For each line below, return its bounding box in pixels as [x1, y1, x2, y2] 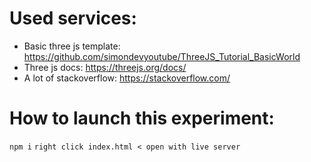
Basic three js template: [23, 40, 121, 52]
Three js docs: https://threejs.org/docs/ [23, 61, 187, 73]
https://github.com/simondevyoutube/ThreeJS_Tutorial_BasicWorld [23, 50, 301, 62]
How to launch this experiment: [9, 107, 275, 130]
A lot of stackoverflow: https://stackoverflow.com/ [23, 72, 231, 84]
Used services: [9, 7, 137, 30]
